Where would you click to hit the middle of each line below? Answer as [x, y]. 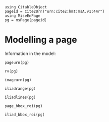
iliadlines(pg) [20, 97]
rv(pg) [11, 71]
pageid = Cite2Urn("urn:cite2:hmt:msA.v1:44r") [55, 11]
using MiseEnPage [23, 16]
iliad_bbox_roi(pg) [25, 115]
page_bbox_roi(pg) [24, 106]
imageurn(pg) [18, 80]
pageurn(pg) [17, 62]
